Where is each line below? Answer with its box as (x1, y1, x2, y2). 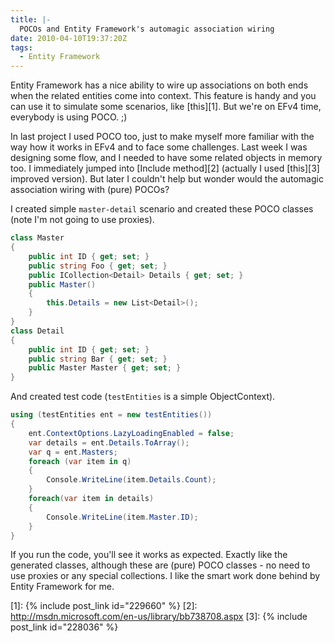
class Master (10, 233, 65, 243)
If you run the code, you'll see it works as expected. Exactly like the (10, 549, 288, 561)
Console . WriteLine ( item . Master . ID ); (46, 512, 199, 522)
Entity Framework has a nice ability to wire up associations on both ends (10, 79, 309, 91)
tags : (10, 42, 33, 53)
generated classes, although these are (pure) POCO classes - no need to (10, 559, 311, 571)
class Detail (10, 326, 65, 336)
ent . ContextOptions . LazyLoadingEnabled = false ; (28, 428, 235, 438)
